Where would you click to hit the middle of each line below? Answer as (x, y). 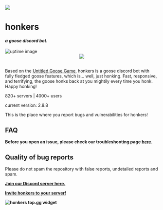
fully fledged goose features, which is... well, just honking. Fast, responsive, (81, 76)
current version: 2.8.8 (27, 105)
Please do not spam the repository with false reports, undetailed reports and (81, 169)
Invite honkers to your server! (36, 193)
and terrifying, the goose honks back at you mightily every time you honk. (79, 81)
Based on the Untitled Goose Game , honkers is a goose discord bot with (77, 71)
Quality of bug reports (39, 157)
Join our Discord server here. (35, 184)
